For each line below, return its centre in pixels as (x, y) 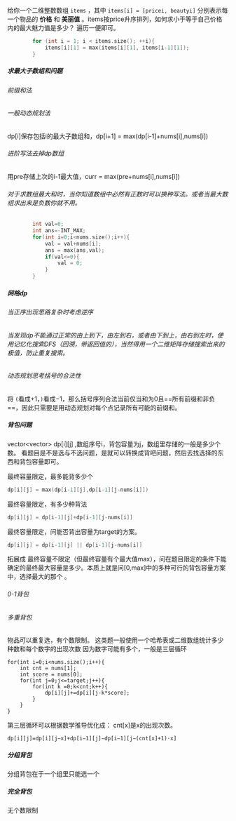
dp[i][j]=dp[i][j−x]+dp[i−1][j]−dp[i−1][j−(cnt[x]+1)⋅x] (92, 739)
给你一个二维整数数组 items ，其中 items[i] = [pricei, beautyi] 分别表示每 (118, 10)
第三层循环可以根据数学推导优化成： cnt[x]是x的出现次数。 (92, 726)
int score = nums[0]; (51, 675)
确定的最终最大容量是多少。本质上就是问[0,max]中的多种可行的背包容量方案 (117, 568)
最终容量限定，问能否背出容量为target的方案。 (74, 531)
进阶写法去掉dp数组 (36, 154)
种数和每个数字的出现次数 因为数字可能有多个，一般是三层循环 (97, 649)
